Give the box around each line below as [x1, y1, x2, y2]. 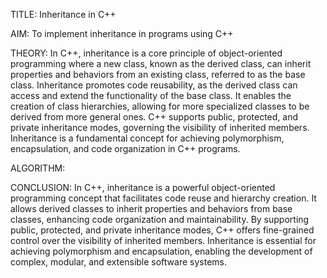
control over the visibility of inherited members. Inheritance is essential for [10, 235, 317, 246]
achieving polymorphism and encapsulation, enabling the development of [10, 245, 313, 257]
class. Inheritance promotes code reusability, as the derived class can [10, 79, 298, 91]
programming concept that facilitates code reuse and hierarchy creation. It [10, 192, 317, 204]
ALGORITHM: [10, 162, 66, 174]
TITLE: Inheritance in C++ [10, 9, 117, 20]
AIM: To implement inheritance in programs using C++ [10, 28, 234, 39]
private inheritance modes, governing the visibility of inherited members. [10, 122, 310, 133]
